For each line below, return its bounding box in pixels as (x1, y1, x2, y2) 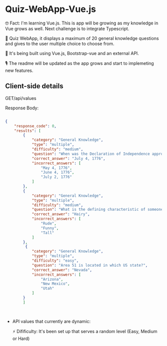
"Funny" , (40, 226, 59, 231)
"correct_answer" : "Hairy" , (31, 212, 90, 217)
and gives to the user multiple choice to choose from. (5, 40, 115, 46)
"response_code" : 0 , (14, 123, 57, 128)
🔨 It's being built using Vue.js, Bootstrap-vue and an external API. (5, 50, 139, 56)
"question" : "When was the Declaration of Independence (31, 151, 150, 156)
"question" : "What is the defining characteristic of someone (31, 207, 164, 212)
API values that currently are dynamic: (12, 318, 91, 324)
